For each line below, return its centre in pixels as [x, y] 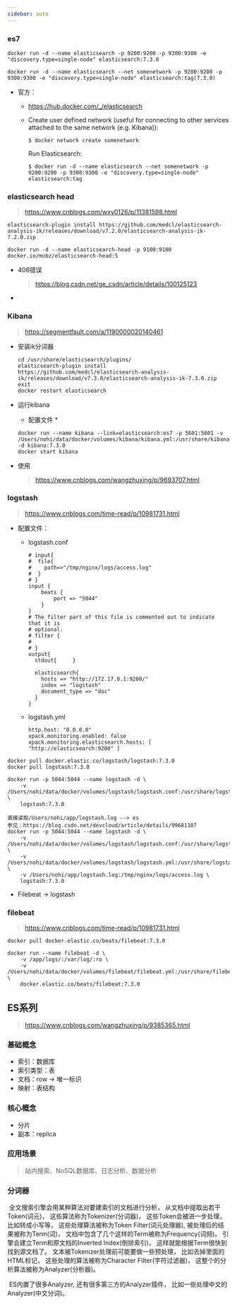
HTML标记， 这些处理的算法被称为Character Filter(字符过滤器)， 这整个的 [114, 1261]
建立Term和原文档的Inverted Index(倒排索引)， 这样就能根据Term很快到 [123, 1243]
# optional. [45, 629]
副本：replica [37, 1133]
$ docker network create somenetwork [84, 140]
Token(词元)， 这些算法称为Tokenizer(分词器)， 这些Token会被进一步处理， [117, 1216]
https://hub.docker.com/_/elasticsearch [85, 106]
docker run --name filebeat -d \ [56, 953]
